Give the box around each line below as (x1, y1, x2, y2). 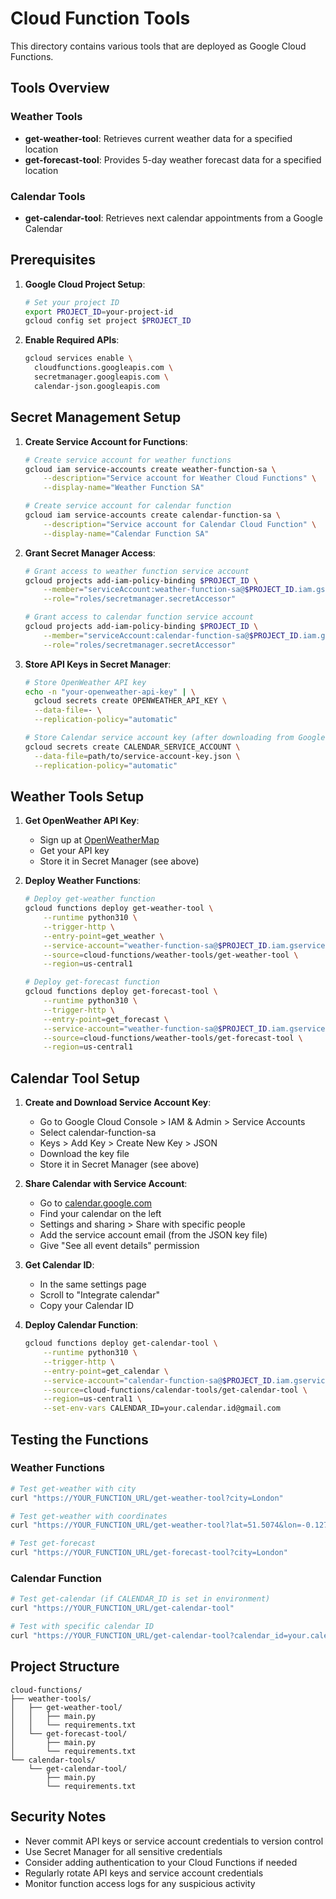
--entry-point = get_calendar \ (43, 1366, 169, 1376)
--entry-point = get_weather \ (43, 931, 165, 941)
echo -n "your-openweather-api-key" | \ (24, 687, 196, 697)
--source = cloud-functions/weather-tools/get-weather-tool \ (43, 950, 299, 960)
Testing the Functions (10, 1431, 149, 1448)
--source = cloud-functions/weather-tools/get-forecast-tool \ (43, 1033, 303, 1043)
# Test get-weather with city (10, 1483, 137, 1494)
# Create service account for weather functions (24, 455, 232, 465)
